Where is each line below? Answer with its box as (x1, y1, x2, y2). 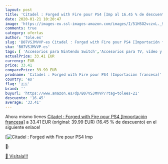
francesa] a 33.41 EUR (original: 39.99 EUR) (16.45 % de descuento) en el (5, 119, 156, 125)
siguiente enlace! (5, 124, 40, 130)
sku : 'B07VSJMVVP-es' (5, 44, 50, 49)
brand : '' (5, 86, 26, 91)
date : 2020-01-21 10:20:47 (5, 16, 61, 21)
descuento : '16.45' (5, 95, 46, 100)
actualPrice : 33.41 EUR (5, 53, 55, 59)
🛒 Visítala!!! (5, 153, 28, 160)
